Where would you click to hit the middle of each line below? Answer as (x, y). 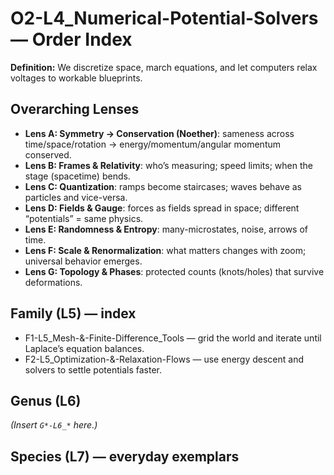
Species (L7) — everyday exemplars (125, 456)
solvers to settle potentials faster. (93, 369)
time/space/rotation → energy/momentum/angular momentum (153, 144)
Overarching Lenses (75, 109)
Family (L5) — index (73, 313)
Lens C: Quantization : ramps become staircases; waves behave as (163, 186)
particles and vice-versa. (76, 197)
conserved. (48, 154)
